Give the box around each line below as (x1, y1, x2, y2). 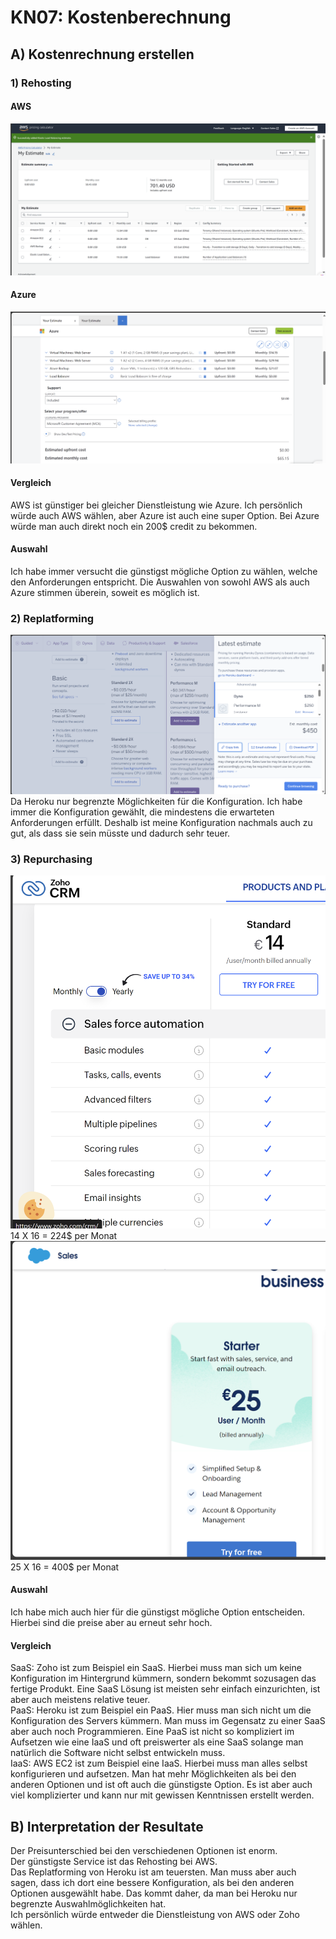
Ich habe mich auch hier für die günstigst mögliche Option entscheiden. (10, 1606, 306, 1618)
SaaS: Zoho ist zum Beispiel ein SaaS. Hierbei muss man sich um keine (10, 1662, 302, 1674)
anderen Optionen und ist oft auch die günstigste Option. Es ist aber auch (10, 1779, 313, 1791)
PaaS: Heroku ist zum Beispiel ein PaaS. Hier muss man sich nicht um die (10, 1704, 312, 1716)
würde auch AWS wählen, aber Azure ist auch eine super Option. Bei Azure (10, 509, 320, 521)
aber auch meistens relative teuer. (10, 1694, 151, 1706)
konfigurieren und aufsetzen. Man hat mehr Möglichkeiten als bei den (10, 1768, 297, 1780)
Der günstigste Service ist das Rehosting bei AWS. (10, 1856, 218, 1868)
